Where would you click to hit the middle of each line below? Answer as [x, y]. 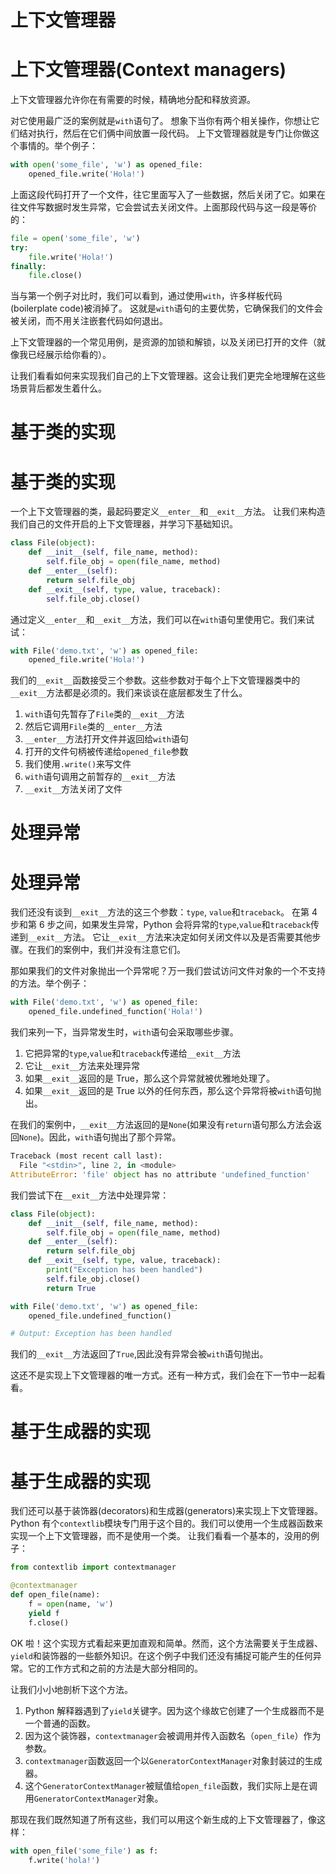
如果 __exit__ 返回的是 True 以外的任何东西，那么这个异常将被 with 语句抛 [173, 1091]
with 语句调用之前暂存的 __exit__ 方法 [100, 777]
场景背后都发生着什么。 [58, 388]
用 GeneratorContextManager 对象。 [94, 1798]
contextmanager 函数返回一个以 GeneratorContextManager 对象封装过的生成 [173, 1760]
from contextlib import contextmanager [93, 1567]
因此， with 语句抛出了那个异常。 [115, 1137]
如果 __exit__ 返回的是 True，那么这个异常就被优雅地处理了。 [149, 1078]
